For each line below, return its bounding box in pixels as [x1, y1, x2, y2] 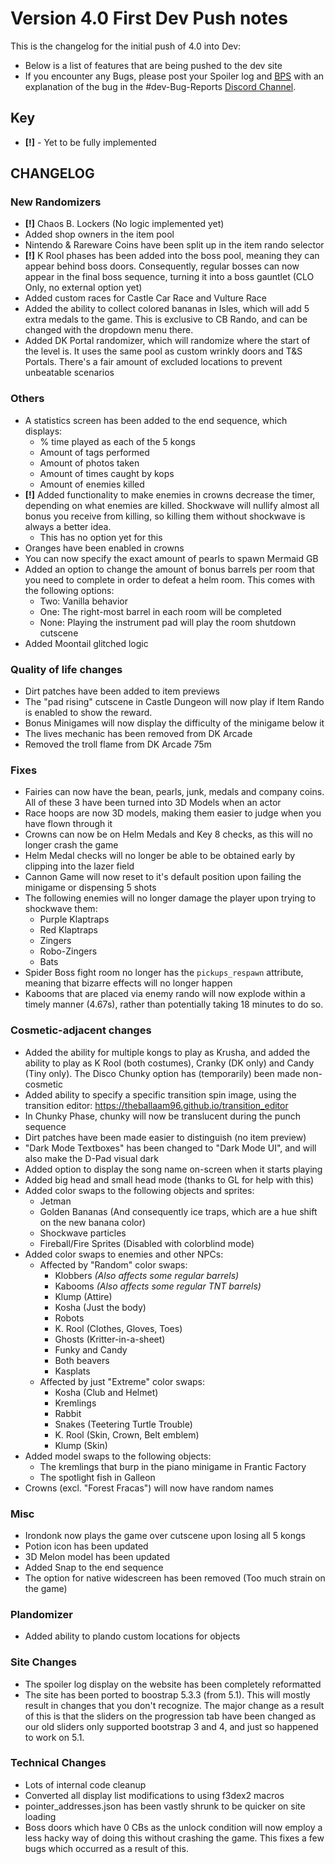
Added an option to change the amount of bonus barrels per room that [24, 563, 315, 575]
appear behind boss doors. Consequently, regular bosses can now [24, 260, 300, 272]
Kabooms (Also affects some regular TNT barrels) [54, 1280, 262, 1292]
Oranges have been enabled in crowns [24, 542, 185, 554]
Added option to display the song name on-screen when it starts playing [24, 1163, 323, 1175]
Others [10, 392, 45, 406]
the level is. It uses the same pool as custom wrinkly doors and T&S [24, 345, 303, 357]
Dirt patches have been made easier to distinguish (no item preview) [24, 1131, 307, 1143]
